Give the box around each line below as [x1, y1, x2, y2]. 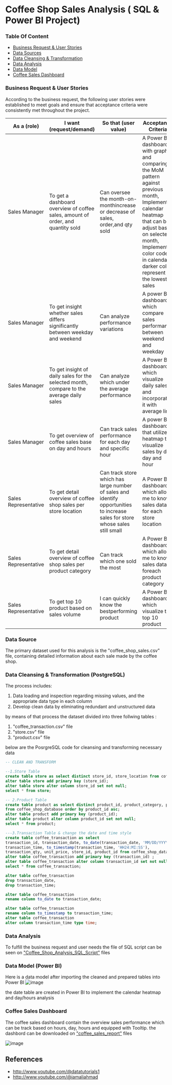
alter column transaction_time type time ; [5, 920, 97, 925]
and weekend [49, 335, 82, 342]
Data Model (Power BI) [5, 962, 62, 969]
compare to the [49, 385, 86, 392]
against [142, 179, 160, 186]
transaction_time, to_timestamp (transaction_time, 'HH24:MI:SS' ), [5, 845, 150, 850]
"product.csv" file [12, 735, 50, 741]
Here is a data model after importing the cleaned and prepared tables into [5, 974, 160, 980]
